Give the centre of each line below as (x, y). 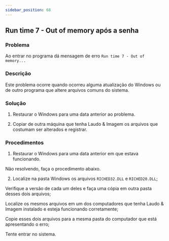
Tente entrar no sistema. (31, 234)
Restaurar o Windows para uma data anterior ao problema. (74, 114)
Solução (16, 103)
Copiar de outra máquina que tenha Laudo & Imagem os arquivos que (85, 124)
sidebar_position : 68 (28, 10)
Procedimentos (25, 143)
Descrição (18, 74)
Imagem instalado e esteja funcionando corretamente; (62, 209)
